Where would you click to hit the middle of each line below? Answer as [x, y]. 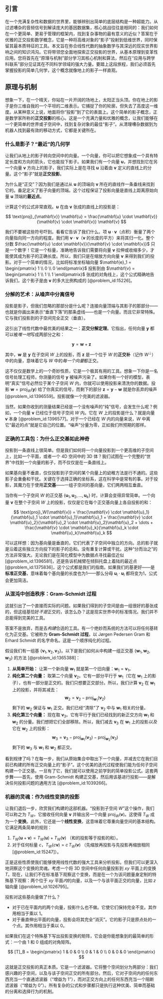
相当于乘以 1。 [31, 913]
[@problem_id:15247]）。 [37, 852]
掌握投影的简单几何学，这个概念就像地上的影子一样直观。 [62, 70]
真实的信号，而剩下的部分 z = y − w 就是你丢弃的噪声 [104, 389]
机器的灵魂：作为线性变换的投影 [42, 797]
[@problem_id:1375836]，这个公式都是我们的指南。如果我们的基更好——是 [80, 567]
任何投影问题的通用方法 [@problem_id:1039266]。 [59, 783]
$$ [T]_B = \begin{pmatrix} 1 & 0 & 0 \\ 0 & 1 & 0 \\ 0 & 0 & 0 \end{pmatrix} [81, 952]
